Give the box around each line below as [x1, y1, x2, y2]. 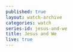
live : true [5, 36, 33, 42]
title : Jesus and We [5, 31, 57, 37]
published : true [5, 8, 46, 15]
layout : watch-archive [5, 14, 62, 20]
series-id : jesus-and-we [5, 25, 68, 32]
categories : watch [5, 20, 51, 26]
